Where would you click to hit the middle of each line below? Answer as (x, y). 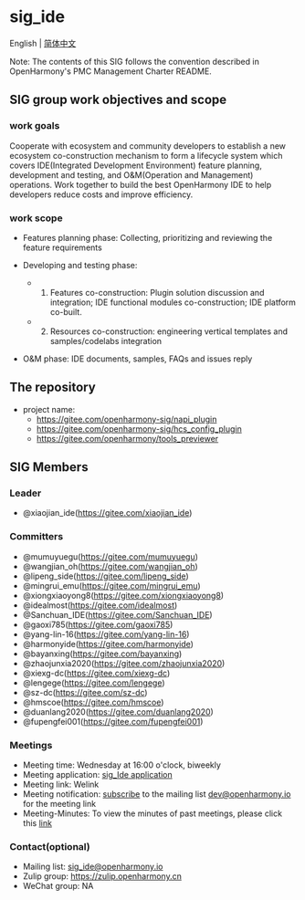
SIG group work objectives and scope (118, 100)
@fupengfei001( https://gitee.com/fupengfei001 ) (113, 721)
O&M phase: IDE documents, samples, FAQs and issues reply (137, 359)
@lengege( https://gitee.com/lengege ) (94, 683)
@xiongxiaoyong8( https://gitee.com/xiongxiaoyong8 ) (123, 595)
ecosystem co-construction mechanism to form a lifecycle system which (146, 155)
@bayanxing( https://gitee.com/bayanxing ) (102, 654)
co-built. (66, 311)
